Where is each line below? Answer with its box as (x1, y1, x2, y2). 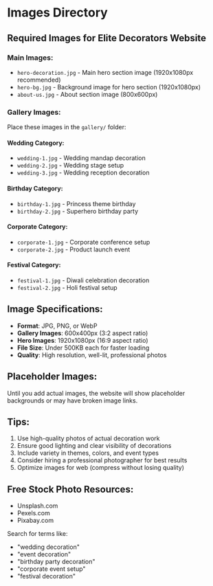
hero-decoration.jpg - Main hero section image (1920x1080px (16, 68, 194, 76)
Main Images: (7, 53, 54, 63)
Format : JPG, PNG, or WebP (16, 322, 98, 330)
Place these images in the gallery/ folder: (7, 123, 126, 131)
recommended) (16, 76, 61, 84)
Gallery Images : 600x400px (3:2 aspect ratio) (16, 328, 148, 337)
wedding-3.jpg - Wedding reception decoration (16, 168, 150, 177)
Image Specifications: (7, 304, 103, 315)
